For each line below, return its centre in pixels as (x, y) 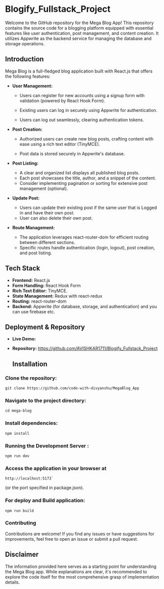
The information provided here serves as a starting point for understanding (81, 566)
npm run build (20, 511)
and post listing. (36, 253)
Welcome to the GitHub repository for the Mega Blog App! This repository (79, 23)
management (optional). (44, 188)
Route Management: (33, 227)
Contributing (21, 523)
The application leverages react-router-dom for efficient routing (84, 237)
